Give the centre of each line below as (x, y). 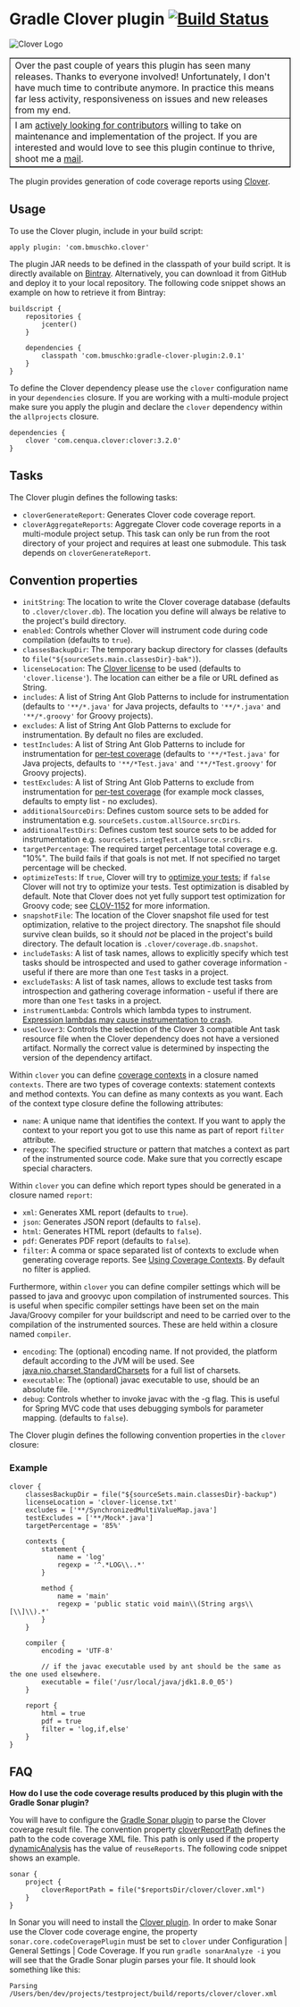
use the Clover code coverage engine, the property (104, 1932)
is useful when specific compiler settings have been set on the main (134, 1306)
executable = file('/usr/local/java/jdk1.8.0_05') (137, 1682)
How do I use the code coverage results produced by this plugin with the (146, 1793)
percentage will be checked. (75, 868)
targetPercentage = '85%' (74, 1525)
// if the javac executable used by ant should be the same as (161, 1667)
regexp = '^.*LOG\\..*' (101, 1565)
